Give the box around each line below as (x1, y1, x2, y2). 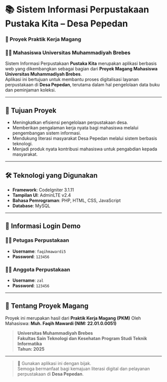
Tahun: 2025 (17, 346, 45, 352)
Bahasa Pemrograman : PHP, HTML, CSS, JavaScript (12, 198, 121, 204)
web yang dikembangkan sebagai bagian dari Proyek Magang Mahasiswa (5, 66, 158, 72)
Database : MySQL (12, 203, 51, 209)
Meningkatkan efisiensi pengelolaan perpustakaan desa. (12, 119, 128, 125)
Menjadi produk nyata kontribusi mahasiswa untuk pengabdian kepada (12, 146, 158, 152)
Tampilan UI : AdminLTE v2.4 (12, 192, 71, 198)
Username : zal (12, 278, 44, 284)
